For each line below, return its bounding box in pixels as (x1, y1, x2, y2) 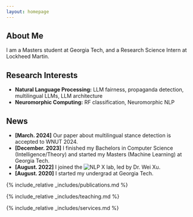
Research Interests (6, 70, 78, 80)
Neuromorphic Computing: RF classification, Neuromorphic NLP (14, 99, 175, 106)
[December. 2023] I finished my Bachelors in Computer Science (14, 144, 173, 152)
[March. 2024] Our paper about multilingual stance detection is (14, 132, 172, 139)
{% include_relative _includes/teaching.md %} (6, 193, 120, 200)
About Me (6, 31, 43, 41)
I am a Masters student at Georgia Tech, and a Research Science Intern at (6, 46, 187, 54)
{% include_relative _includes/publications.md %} (6, 181, 128, 188)
